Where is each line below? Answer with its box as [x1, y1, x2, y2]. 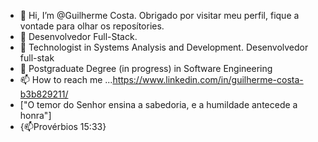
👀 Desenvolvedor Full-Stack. [19, 31, 138, 42]
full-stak [19, 52, 55, 64]
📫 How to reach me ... [19, 74, 113, 85]
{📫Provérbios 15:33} [19, 121, 107, 132]
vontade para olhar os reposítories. [19, 20, 165, 32]
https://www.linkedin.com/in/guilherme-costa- [112, 74, 304, 85]
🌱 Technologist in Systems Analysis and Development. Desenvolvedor [19, 41, 309, 53]
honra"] [19, 110, 52, 121]
